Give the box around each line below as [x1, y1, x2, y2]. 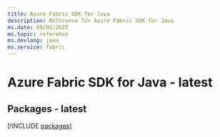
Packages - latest [7, 103, 87, 115]
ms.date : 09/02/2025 [7, 24, 69, 31]
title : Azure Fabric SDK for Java [7, 10, 111, 18]
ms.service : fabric [7, 44, 66, 51]
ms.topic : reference [7, 30, 69, 38]
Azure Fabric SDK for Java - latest [7, 74, 213, 91]
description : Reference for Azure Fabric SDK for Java [7, 17, 174, 24]
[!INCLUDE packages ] [7, 122, 72, 130]
